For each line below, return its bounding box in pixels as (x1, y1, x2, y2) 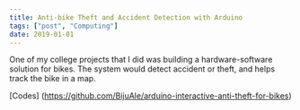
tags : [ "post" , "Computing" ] (9, 21, 119, 30)
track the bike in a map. (9, 73, 96, 84)
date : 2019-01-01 (9, 30, 75, 38)
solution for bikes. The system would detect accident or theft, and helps (9, 63, 276, 74)
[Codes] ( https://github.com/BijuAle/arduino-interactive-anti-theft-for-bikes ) (9, 90, 292, 101)
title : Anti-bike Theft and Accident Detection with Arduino (9, 13, 243, 22)
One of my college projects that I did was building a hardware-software (9, 55, 273, 65)
